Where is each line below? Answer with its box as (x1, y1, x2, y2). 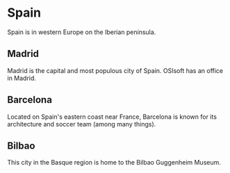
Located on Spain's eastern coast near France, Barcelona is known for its (7, 113, 217, 121)
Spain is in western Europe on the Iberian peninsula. (7, 28, 156, 36)
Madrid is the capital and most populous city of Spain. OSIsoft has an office (7, 66, 224, 74)
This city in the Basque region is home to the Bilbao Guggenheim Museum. (7, 158, 221, 167)
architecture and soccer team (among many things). (7, 120, 156, 128)
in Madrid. (7, 74, 37, 82)
